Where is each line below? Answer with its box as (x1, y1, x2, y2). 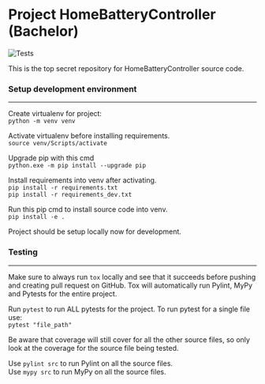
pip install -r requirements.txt (8, 184, 118, 192)
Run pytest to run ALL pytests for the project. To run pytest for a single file (8, 304, 251, 314)
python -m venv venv (8, 117, 77, 126)
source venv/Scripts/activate (8, 140, 108, 148)
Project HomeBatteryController (8, 6, 216, 24)
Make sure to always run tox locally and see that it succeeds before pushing (8, 272, 256, 281)
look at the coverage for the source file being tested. (8, 343, 179, 352)
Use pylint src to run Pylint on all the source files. (8, 358, 174, 368)
